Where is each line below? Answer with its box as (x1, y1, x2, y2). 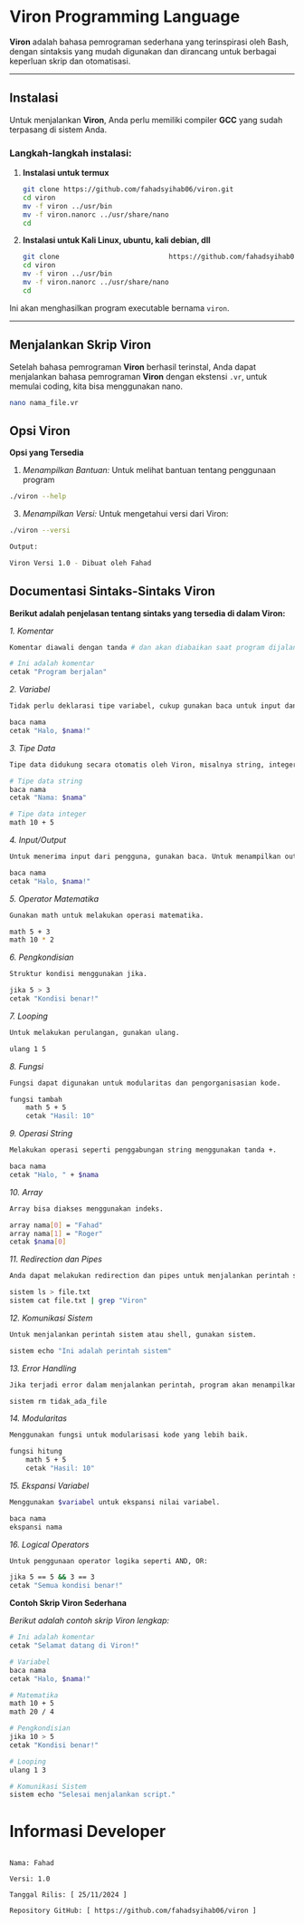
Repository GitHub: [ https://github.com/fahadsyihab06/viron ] (9, 1906, 257, 1916)
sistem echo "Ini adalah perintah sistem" (9, 1346, 172, 1356)
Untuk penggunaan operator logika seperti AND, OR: (9, 1556, 208, 1565)
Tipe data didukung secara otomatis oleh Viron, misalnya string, (9, 759, 265, 769)
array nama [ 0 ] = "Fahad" (9, 1221, 103, 1230)
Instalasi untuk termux (22, 168, 109, 179)
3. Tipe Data (9, 742, 56, 753)
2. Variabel (9, 684, 51, 695)
